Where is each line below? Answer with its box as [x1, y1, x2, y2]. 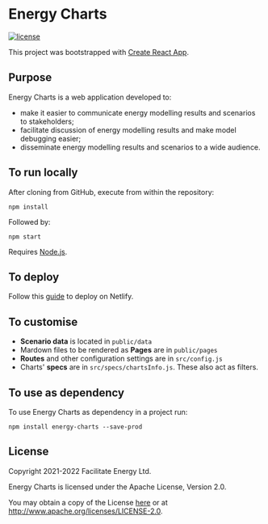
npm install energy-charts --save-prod [8, 423, 143, 431]
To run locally [8, 166, 78, 180]
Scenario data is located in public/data [19, 336, 153, 346]
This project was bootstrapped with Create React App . [8, 47, 190, 57]
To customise [8, 315, 78, 328]
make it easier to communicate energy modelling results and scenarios [19, 108, 256, 117]
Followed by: [8, 217, 51, 226]
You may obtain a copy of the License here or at [8, 497, 168, 507]
